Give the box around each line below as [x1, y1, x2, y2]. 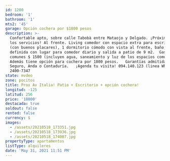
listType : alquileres [5, 143, 51, 149]
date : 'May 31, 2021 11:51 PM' [5, 148, 71, 153]
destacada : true [5, 101, 39, 106]
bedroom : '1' [5, 12, 33, 17]
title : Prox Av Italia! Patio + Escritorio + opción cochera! [5, 82, 139, 87]
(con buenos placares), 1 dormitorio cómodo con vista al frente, [10, 45, 153, 50]
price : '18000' [5, 96, 37, 101]
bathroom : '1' [5, 17, 35, 22]
